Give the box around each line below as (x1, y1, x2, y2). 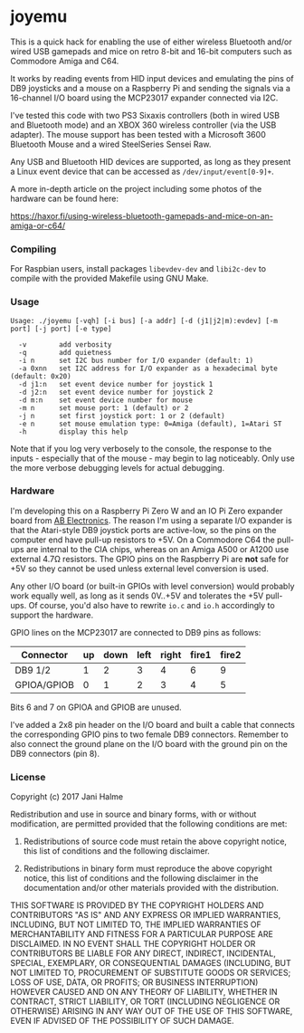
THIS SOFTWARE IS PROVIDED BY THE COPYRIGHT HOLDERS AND (10, 900, 265, 911)
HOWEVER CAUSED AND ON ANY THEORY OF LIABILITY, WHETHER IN (10, 987, 279, 998)
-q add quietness (18, 348, 112, 357)
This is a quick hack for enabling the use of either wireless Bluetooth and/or (10, 36, 292, 47)
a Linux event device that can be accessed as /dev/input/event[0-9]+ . (10, 166, 274, 177)
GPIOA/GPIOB (14, 678, 75, 691)
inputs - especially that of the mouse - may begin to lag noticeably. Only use (10, 453, 295, 464)
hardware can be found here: (10, 193, 119, 204)
